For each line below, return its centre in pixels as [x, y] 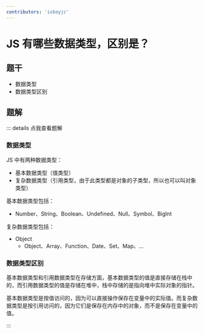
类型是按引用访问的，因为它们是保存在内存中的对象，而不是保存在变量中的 [104, 306]
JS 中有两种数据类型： [34, 160]
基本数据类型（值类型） [44, 172]
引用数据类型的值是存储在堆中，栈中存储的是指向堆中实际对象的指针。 [110, 285]
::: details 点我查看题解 [34, 128]
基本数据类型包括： [30, 200]
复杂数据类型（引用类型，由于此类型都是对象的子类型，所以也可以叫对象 [105, 180]
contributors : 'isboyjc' [38, 12]
